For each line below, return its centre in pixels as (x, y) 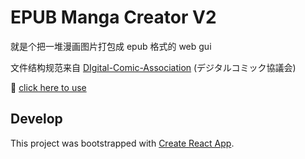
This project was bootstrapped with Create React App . (122, 143)
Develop (36, 119)
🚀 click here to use (48, 87)
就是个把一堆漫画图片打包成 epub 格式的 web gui (111, 46)
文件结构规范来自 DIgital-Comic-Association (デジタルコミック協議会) (153, 67)
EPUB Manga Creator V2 (113, 17)
